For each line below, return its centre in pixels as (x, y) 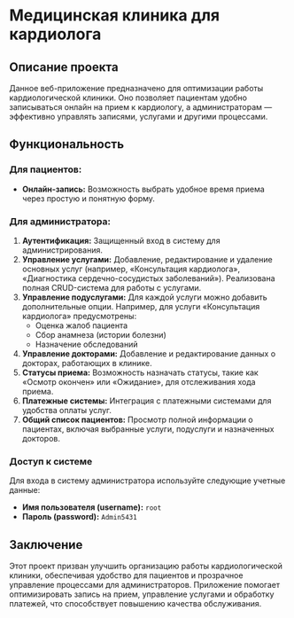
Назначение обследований (86, 344)
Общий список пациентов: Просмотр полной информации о (138, 419)
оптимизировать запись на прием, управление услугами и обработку (142, 594)
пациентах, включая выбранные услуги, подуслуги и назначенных (148, 429)
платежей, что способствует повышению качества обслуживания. (135, 604)
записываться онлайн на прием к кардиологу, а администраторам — (141, 107)
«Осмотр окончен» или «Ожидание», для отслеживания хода (139, 381)
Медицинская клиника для (115, 16)
